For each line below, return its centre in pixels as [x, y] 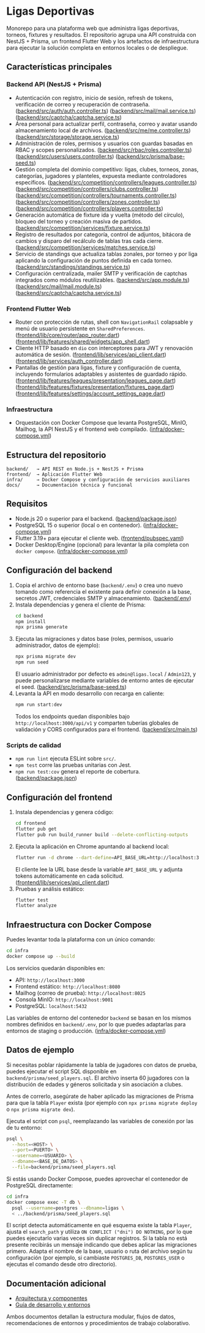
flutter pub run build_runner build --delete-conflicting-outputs [102, 835]
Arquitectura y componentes [51, 1298]
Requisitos [27, 504]
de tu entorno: [24, 1127]
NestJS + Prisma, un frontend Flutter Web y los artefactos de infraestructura [103, 41]
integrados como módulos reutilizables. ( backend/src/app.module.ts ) [102, 280]
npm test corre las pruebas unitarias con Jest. [73, 765]
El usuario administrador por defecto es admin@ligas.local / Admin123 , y [106, 674]
